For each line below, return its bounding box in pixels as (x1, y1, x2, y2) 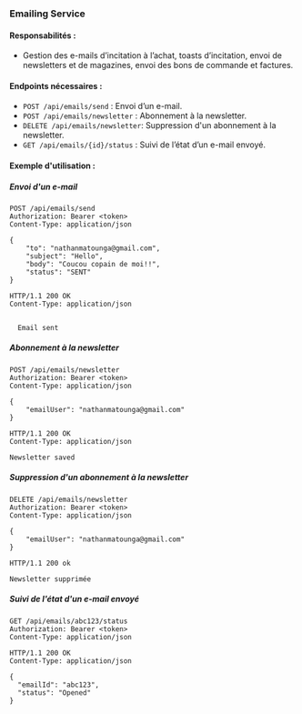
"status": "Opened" (17, 688, 92, 698)
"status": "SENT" (25, 267, 92, 277)
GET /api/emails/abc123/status (9, 617, 128, 626)
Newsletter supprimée (9, 574, 92, 584)
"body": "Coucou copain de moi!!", (25, 259, 161, 268)
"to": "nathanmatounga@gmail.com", (25, 244, 161, 253)
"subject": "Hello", (25, 251, 104, 261)
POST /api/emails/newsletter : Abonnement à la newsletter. (22, 110, 247, 121)
